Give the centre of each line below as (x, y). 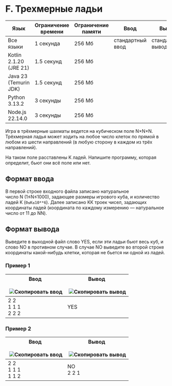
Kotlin (15, 55)
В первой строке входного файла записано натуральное (67, 191)
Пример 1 (18, 266)
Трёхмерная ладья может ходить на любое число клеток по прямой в (82, 136)
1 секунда (47, 43)
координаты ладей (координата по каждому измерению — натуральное (85, 208)
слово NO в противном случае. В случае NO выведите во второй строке (85, 247)
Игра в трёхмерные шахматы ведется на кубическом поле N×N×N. (79, 131)
